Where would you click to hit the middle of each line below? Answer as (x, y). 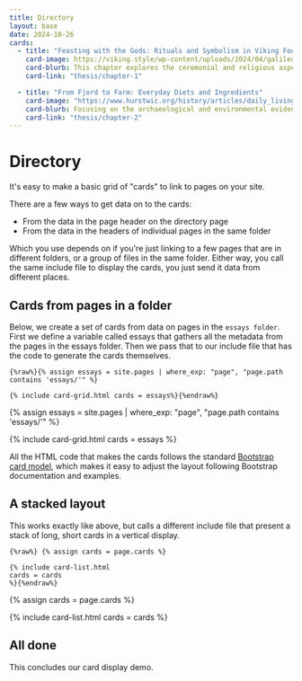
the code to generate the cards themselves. (90, 355)
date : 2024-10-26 (42, 34)
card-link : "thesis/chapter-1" (84, 76)
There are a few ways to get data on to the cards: (101, 204)
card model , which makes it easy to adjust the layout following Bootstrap (144, 466)
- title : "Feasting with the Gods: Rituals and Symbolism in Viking (148, 51)
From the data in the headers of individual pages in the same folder (147, 231)
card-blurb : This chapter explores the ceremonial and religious (151, 68)
